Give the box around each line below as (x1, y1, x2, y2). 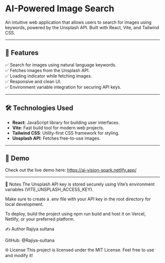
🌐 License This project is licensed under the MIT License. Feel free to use (5, 247, 155, 253)
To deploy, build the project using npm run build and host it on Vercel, (5, 211, 146, 217)
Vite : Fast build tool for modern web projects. (12, 124, 105, 131)
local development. (5, 201, 44, 207)
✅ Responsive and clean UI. (5, 78, 61, 84)
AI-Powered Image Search (5, 3, 114, 14)
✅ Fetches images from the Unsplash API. (5, 67, 90, 73)
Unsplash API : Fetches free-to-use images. (12, 135, 101, 141)
